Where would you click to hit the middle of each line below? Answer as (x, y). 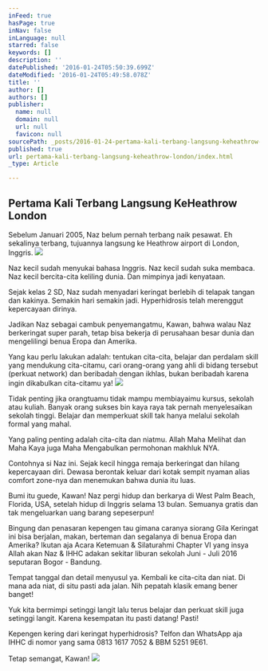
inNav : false (30, 30)
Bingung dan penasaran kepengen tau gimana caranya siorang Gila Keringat (134, 528)
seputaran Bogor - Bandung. (55, 562)
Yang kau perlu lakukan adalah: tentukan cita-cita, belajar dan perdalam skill (134, 356)
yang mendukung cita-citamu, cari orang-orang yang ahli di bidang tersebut (133, 365)
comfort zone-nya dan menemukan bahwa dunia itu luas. (102, 480)
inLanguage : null (37, 38)
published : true (35, 149)
